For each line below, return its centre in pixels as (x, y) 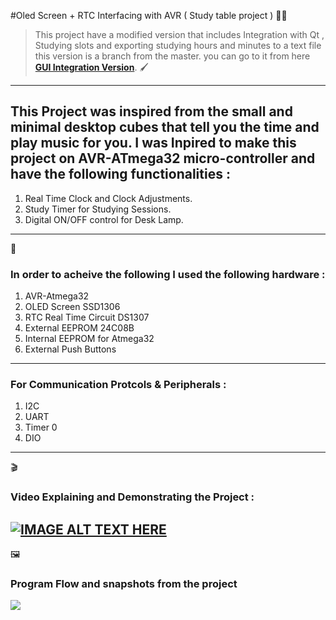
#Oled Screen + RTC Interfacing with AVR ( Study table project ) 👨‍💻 (149, 15)
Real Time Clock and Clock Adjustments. (108, 198)
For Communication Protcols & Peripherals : (118, 385)
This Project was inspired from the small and (151, 111)
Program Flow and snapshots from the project (124, 584)
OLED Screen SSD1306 (72, 307)
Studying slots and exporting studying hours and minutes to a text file (178, 45)
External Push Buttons (70, 349)
